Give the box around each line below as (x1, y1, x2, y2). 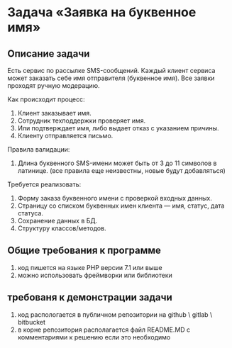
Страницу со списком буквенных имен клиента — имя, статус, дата (17, 201, 225, 210)
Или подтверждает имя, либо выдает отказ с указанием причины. (17, 124, 219, 132)
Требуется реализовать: (7, 180, 82, 189)
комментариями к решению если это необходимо (17, 332, 171, 341)
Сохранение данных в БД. (17, 217, 98, 225)
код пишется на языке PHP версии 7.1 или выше (17, 263, 162, 271)
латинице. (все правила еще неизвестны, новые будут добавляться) (17, 167, 226, 174)
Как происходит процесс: (7, 95, 85, 103)
